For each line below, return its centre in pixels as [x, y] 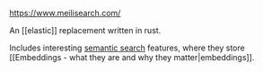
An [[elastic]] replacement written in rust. [85, 30]
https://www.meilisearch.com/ [65, 13]
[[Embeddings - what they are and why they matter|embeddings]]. [132, 57]
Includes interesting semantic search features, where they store [127, 48]
